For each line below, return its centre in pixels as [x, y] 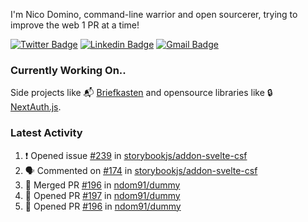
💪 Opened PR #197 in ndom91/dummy [102, 195]
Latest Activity [46, 133]
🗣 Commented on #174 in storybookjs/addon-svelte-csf [141, 170]
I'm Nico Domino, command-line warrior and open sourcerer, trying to [154, 14]
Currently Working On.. [68, 70]
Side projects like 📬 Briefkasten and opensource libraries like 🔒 [141, 93]
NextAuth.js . [36, 107]
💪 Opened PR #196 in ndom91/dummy [103, 206]
